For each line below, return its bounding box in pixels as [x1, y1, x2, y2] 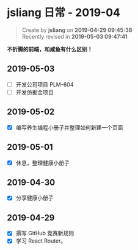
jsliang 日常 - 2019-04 [7, 6, 121, 20]
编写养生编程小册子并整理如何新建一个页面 [15, 123, 123, 131]
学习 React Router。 [15, 237, 67, 244]
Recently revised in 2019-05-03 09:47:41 [21, 33, 128, 40]
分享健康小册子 [15, 194, 54, 201]
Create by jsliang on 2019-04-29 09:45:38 [21, 26, 133, 34]
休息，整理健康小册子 [15, 159, 70, 166]
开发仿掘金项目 [15, 88, 54, 96]
